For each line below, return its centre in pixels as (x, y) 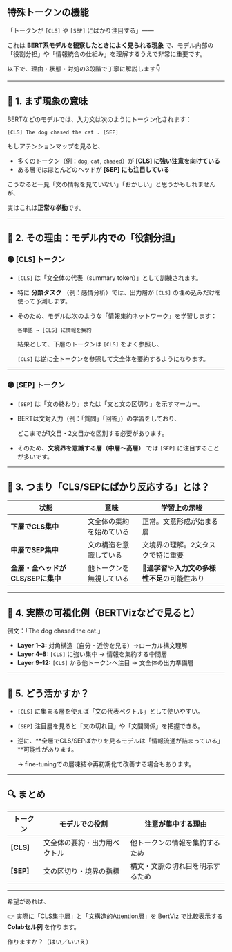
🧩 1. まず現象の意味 (48, 102)
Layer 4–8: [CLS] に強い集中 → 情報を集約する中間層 (92, 654)
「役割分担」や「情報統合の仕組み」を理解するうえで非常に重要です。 (107, 53)
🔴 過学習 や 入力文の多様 (179, 568)
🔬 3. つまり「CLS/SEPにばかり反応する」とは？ (109, 487)
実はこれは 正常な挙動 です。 (46, 207)
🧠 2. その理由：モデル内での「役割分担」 (94, 238)
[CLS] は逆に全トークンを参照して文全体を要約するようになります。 (113, 359)
